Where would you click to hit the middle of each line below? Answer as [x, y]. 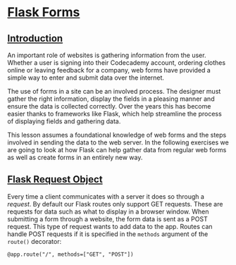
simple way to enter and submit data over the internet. [86, 78]
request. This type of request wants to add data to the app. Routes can [110, 226]
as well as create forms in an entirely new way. [75, 157]
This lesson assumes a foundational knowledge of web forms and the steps [117, 135]
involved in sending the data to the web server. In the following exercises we [118, 142]
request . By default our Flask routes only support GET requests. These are [115, 204]
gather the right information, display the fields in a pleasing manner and [111, 99]
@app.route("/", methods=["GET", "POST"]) [70, 254]
